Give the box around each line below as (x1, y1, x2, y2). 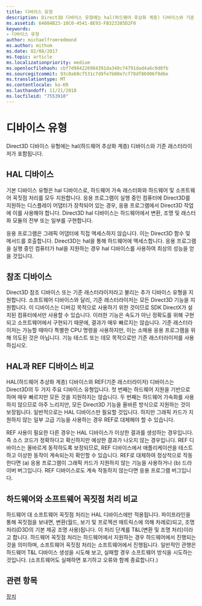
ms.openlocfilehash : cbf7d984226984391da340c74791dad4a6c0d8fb (6, 65, 169, 71)
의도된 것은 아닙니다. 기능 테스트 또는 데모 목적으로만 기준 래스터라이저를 (12, 334, 183, 342)
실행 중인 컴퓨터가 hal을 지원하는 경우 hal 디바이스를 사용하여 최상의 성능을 (12, 244, 188, 252)
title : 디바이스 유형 (6, 8, 53, 15)
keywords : (6, 25, 31, 32)
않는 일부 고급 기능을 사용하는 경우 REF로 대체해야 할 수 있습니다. (22, 416, 175, 423)
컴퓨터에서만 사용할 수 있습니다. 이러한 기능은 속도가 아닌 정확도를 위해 (17, 311, 183, 319)
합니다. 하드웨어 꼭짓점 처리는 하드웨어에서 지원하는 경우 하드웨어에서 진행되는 (12, 533, 197, 541)
